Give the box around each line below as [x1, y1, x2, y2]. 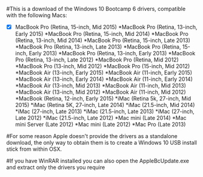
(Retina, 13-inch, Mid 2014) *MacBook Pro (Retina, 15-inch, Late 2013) [15, 36, 191, 44]
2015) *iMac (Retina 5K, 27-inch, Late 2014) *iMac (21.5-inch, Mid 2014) [15, 102, 195, 109]
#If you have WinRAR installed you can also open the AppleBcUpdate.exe [6, 158, 190, 165]
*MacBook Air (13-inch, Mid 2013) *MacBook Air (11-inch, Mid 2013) [15, 82, 186, 89]
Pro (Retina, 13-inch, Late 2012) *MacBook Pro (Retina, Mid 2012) [15, 56, 179, 63]
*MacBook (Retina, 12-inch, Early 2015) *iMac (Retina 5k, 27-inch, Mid [15, 95, 191, 102]
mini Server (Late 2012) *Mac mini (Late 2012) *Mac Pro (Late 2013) [15, 121, 186, 128]
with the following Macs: [6, 12, 68, 19]
